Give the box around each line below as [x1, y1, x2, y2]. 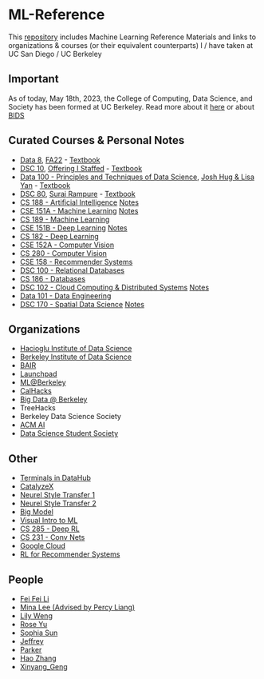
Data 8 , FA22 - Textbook [19, 154, 100, 165]
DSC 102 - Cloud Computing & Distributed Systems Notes [19, 282, 210, 292]
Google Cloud [19, 541, 65, 551]
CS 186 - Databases [19, 274, 86, 283]
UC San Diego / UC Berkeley [8, 49, 102, 58]
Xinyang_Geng [19, 662, 68, 671]
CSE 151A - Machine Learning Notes [19, 206, 139, 215]
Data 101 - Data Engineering [19, 290, 112, 301]
